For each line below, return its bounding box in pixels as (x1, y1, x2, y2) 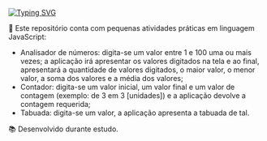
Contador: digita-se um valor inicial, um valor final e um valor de (19, 82, 235, 92)
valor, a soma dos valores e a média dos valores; (19, 74, 184, 83)
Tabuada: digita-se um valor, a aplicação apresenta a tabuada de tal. (19, 108, 250, 117)
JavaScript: (8, 32, 47, 41)
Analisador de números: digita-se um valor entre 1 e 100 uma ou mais (19, 48, 252, 57)
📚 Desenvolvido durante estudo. (8, 124, 119, 134)
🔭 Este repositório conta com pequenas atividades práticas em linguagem (8, 23, 256, 32)
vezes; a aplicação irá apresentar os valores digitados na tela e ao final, (19, 57, 260, 66)
